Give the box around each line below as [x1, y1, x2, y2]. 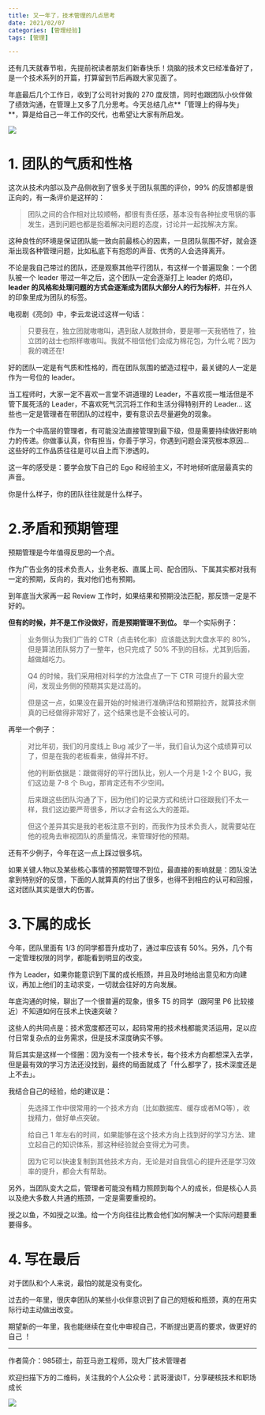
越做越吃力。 [27, 654, 69, 664]
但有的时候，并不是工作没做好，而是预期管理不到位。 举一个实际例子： [8, 618, 238, 627]
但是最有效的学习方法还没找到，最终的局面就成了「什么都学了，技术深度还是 [8, 1060, 257, 1069]
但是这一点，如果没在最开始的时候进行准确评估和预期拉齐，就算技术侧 [27, 698, 256, 708]
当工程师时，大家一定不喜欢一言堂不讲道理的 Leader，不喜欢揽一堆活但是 [8, 389, 248, 399]
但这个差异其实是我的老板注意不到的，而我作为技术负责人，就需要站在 [27, 822, 256, 831]
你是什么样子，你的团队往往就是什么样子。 [8, 490, 147, 499]
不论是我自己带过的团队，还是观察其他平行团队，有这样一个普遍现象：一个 [8, 263, 250, 273]
